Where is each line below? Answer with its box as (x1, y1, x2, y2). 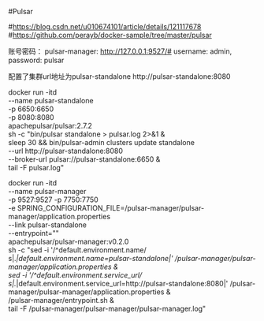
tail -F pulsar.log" (8, 163, 65, 172)
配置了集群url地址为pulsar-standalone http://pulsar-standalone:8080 (8, 72, 231, 81)
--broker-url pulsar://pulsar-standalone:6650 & (8, 155, 161, 164)
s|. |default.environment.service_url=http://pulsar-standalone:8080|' (8, 279, 229, 288)
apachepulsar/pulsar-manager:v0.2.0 (8, 237, 129, 246)
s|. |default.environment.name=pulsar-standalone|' (8, 254, 173, 263)
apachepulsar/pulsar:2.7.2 (8, 121, 93, 130)
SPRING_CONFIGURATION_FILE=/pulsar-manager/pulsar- (17, 203, 205, 212)
